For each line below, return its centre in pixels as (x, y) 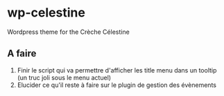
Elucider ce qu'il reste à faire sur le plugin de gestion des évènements (117, 85)
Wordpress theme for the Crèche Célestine (68, 32)
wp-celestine (46, 13)
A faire (22, 54)
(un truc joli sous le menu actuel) (64, 77)
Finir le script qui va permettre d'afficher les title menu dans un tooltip (117, 70)
